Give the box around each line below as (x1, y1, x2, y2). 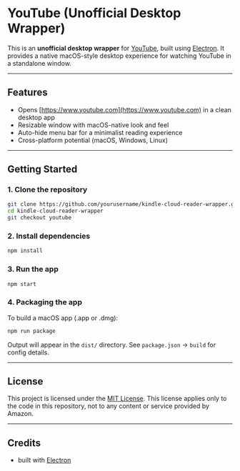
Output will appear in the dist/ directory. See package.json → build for (7, 340, 216, 349)
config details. (7, 348, 50, 357)
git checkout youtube (7, 214, 72, 222)
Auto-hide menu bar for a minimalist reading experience (17, 128, 183, 137)
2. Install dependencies (7, 231, 91, 241)
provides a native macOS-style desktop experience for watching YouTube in (7, 51, 231, 60)
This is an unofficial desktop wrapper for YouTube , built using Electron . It (7, 44, 225, 52)
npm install (7, 247, 43, 254)
